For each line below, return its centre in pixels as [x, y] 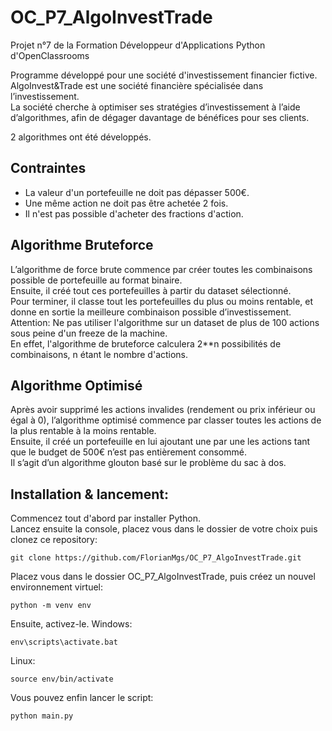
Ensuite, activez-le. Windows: [71, 624]
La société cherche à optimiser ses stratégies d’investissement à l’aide [155, 107]
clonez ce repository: [54, 540]
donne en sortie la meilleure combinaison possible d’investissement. [151, 312]
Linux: [23, 661]
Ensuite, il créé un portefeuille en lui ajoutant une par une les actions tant [160, 442]
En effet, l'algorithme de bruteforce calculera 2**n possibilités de [146, 343]
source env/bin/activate [62, 679]
